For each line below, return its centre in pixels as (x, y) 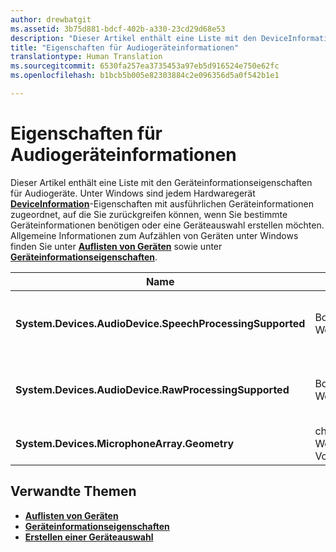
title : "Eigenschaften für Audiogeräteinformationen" (125, 47)
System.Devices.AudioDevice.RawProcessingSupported (152, 389)
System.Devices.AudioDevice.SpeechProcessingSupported (160, 323)
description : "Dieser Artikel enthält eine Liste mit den (133, 38)
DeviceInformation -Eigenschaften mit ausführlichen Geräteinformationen (162, 203)
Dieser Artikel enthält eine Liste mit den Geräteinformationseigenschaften (161, 182)
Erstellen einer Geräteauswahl (89, 537)
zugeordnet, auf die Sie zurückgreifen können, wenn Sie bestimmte (149, 214)
